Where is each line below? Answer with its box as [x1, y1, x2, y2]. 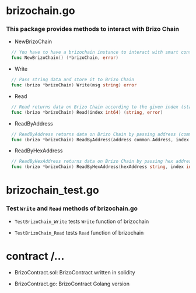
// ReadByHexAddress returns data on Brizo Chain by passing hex [11, 159, 174, 165]
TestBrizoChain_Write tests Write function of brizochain [14, 218, 149, 225]
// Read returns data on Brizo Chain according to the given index [11, 104, 179, 110]
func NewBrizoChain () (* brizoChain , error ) [11, 55, 118, 61]
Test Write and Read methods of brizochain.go [6, 204, 138, 212]
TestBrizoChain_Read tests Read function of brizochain [14, 229, 144, 236]
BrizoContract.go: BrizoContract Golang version [14, 280, 130, 287]
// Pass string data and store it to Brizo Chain [11, 77, 134, 83]
